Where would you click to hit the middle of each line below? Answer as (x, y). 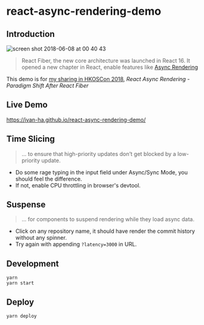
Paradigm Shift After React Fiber (48, 85)
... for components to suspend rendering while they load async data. (108, 219)
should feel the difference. (49, 179)
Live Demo (27, 105)
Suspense (26, 205)
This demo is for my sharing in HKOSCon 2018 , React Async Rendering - (98, 79)
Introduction (31, 34)
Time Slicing (31, 139)
